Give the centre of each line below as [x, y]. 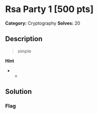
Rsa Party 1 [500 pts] [49, 9]
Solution [18, 92]
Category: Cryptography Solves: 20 [43, 23]
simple [24, 51]
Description [24, 39]
